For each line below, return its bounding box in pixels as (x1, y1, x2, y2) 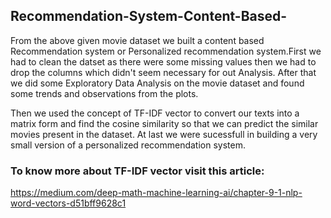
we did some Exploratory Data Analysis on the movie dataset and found (10, 77, 305, 89)
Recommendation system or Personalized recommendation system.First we (10, 45, 322, 57)
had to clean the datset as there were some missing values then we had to (10, 55, 317, 68)
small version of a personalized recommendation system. (10, 139, 246, 151)
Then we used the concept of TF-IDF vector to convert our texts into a (10, 107, 300, 119)
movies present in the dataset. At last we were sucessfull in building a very (10, 128, 318, 140)
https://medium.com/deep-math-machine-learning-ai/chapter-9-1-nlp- (10, 187, 303, 199)
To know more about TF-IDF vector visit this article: (10, 164, 265, 178)
